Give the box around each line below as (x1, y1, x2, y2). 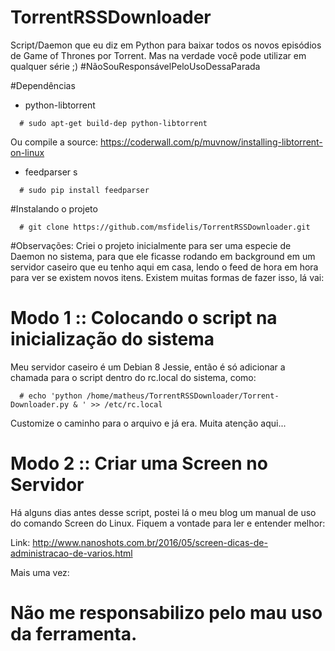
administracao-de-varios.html (10, 547, 133, 559)
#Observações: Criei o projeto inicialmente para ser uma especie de (10, 239, 292, 251)
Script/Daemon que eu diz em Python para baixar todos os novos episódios (10, 39, 322, 51)
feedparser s (24, 166, 78, 178)
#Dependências (10, 79, 76, 91)
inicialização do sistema (10, 328, 215, 351)
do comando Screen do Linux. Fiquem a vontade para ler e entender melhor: (10, 517, 326, 529)
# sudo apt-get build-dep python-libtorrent (19, 118, 208, 128)
